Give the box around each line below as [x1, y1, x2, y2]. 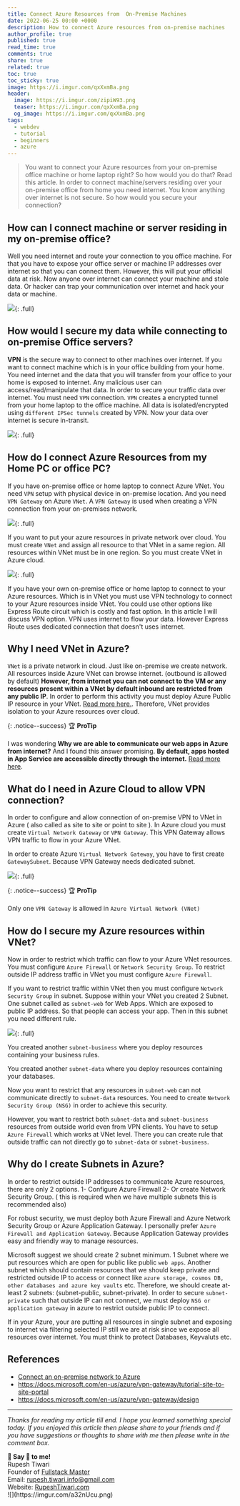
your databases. [7, 1072, 55, 1080]
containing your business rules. [7, 1051, 100, 1059]
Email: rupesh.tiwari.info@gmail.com [7, 1475, 115, 1483]
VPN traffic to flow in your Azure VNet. [7, 836, 121, 844]
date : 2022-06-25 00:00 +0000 [7, 17, 98, 24]
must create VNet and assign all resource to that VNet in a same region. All [7, 540, 226, 549]
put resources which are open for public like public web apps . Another [7, 1258, 211, 1267]
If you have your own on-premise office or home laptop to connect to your [7, 584, 226, 593]
